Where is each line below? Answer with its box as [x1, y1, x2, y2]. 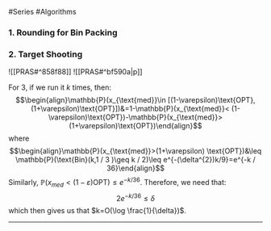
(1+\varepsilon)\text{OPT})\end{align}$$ [69, 121, 202, 131]
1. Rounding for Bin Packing [8, 27, 118, 38]
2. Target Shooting [8, 48, 83, 60]
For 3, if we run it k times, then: [8, 82, 111, 92]
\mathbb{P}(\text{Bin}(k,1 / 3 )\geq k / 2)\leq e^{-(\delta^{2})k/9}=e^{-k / [15, 155, 256, 165]
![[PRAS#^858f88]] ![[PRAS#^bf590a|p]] [8, 67, 143, 77]
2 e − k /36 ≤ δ [115, 191, 156, 203]
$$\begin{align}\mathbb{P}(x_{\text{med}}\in [15, 95, 167, 105]
